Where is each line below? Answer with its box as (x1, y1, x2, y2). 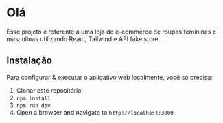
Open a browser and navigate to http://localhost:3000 (16, 108, 174, 116)
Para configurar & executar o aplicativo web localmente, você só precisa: (6, 73, 213, 81)
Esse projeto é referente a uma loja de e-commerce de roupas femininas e (6, 27, 217, 36)
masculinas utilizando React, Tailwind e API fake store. (6, 34, 161, 43)
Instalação (6, 55, 53, 67)
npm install (16, 95, 51, 102)
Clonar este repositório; (16, 86, 84, 94)
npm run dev (16, 102, 51, 109)
